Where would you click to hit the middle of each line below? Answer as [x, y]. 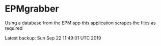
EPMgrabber [32, 9]
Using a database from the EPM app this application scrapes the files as [80, 23]
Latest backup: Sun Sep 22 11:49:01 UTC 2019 [53, 38]
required [14, 28]
